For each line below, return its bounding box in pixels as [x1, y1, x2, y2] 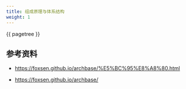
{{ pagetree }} [6, 30, 40, 37]
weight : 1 [6, 14, 31, 20]
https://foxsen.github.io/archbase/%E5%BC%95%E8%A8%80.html [14, 65, 181, 72]
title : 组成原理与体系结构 [6, 8, 65, 15]
